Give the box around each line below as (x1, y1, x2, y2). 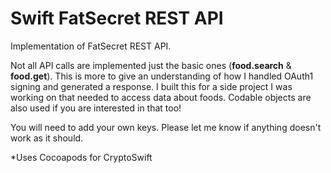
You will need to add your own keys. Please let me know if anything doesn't (10, 121, 322, 133)
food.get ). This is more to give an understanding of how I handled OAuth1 (10, 70, 314, 82)
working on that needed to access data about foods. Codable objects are (10, 91, 312, 103)
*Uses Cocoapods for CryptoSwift (10, 151, 153, 163)
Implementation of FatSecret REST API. (10, 40, 172, 52)
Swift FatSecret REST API (10, 7, 224, 30)
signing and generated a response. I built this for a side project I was (10, 80, 293, 92)
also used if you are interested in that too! (10, 102, 182, 114)
